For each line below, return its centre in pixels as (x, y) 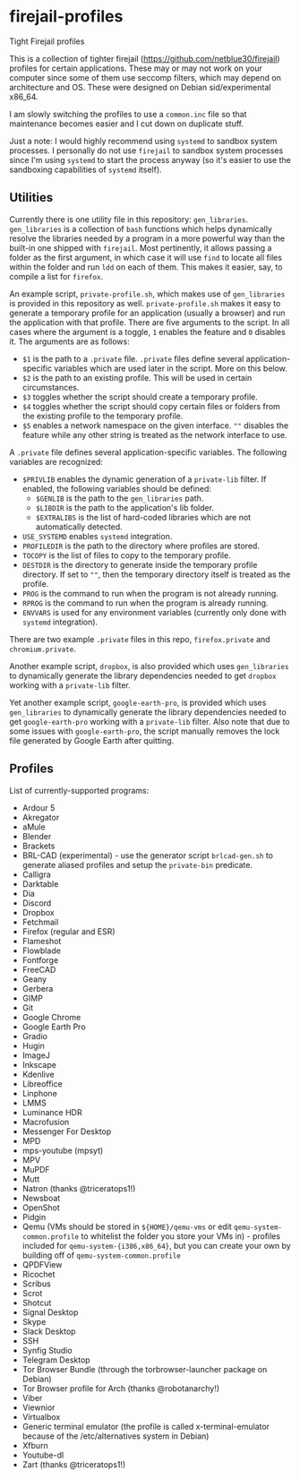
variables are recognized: (56, 461)
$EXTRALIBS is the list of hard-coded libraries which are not (143, 517)
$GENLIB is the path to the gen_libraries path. (120, 498)
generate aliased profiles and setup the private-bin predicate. (137, 864)
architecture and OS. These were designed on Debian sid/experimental (140, 87)
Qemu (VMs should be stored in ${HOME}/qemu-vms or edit (127, 1226)
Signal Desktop (50, 1312)
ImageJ (36, 1055)
